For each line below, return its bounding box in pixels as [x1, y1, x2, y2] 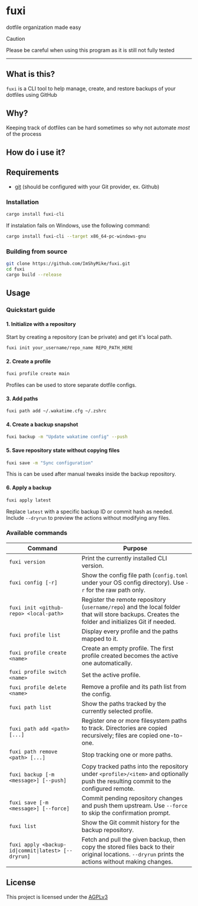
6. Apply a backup [6, 484, 52, 491]
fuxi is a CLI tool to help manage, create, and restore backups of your [6, 84, 176, 92]
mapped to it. [81, 634, 118, 643]
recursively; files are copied [81, 731, 159, 739]
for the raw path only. [86, 586, 146, 594]
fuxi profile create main [6, 371, 70, 377]
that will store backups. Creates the [81, 610, 180, 618]
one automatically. [81, 659, 133, 667]
